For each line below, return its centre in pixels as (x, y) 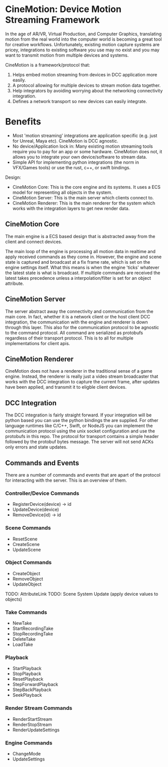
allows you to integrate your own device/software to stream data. (79, 157)
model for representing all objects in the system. (62, 192)
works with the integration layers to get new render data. (71, 208)
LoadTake (23, 644)
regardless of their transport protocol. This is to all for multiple (69, 338)
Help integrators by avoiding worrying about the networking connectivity (88, 90)
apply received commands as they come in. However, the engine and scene (83, 257)
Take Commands (26, 612)
